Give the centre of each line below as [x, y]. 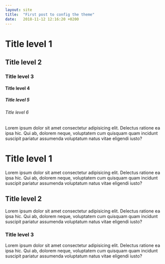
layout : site [19, 10]
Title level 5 [17, 100]
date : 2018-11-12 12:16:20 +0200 [42, 19]
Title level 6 [17, 112]
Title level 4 [17, 88]
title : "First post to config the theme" [50, 14]
